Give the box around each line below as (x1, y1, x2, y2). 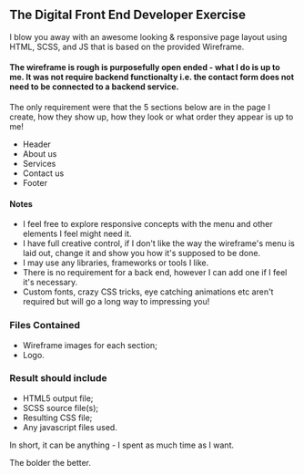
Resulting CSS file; (22, 412, 93, 423)
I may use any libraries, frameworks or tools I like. (22, 257, 209, 268)
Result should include (9, 372, 107, 385)
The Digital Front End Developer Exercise (9, 7, 246, 23)
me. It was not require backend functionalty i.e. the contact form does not (9, 72, 294, 83)
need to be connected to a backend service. (9, 81, 179, 92)
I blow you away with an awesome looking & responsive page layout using (9, 31, 288, 42)
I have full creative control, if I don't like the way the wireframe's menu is (22, 238, 296, 249)
